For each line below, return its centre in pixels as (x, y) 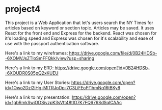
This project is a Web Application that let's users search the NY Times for (79, 23)
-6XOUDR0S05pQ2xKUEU (32, 73)
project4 (23, 9)
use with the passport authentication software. (52, 43)
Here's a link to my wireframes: (37, 53)
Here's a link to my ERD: (29, 68)
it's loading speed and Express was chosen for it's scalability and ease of (79, 38)
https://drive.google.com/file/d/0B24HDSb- (113, 53)
